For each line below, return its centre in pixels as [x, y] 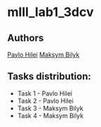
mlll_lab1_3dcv [50, 12]
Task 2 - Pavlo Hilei [45, 100]
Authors [26, 38]
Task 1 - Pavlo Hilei [45, 93]
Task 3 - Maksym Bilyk [50, 108]
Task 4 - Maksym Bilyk [50, 115]
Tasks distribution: [49, 76]
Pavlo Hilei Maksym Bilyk [43, 54]
